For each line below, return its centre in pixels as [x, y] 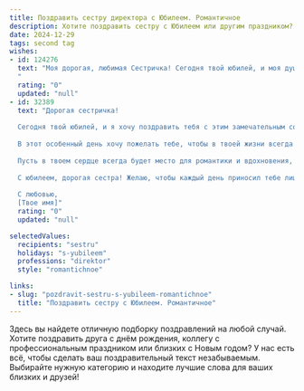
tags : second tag [42, 43]
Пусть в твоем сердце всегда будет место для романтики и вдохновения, [156, 161]
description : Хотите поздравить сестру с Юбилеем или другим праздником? [152, 26]
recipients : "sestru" [58, 244]
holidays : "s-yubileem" [62, 253]
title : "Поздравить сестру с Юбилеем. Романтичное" [117, 303]
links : [22, 286]
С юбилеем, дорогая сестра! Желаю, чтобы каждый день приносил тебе [149, 177]
